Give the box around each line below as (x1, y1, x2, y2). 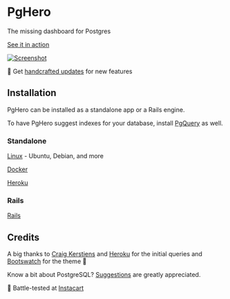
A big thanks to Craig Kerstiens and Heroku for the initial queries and (7, 250, 202, 258)
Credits (7, 231, 40, 243)
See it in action (7, 40, 50, 48)
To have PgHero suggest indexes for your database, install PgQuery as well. (7, 119, 223, 127)
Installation (7, 87, 57, 99)
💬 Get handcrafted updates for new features (7, 67, 133, 75)
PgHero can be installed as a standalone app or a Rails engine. (7, 105, 185, 114)
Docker (7, 165, 28, 173)
